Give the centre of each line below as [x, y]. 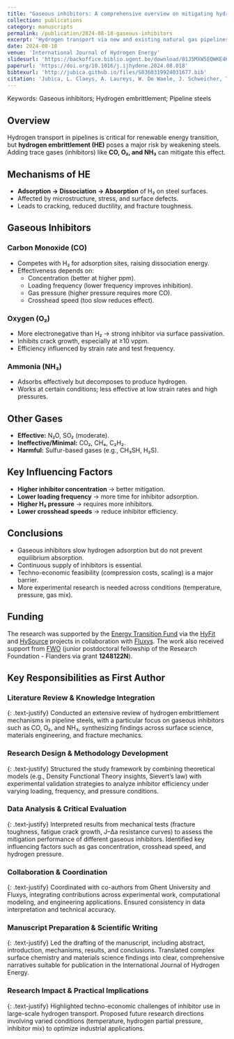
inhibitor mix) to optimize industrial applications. [76, 1028]
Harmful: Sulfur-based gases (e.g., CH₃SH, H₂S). [88, 450]
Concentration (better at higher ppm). [81, 278]
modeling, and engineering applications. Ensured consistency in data [106, 902]
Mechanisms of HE [49, 174]
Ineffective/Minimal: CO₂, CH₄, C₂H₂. [71, 443]
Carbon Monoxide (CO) [47, 248]
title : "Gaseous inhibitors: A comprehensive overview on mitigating [110, 14]
